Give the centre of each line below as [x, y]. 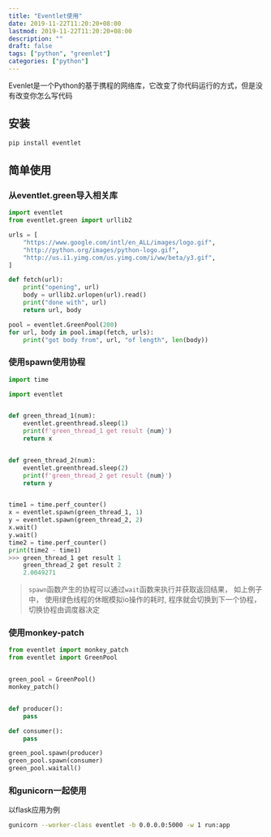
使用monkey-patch [46, 633]
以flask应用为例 [34, 810]
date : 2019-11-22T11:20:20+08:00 [65, 24]
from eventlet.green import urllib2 [70, 220]
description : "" [36, 39]
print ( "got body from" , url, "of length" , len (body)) [116, 340]
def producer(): [36, 709]
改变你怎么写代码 [44, 95]
